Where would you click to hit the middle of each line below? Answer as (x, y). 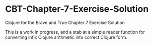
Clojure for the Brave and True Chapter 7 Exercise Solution (65, 22)
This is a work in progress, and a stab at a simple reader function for (75, 32)
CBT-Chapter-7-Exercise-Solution (77, 9)
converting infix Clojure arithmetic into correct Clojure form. (66, 37)
